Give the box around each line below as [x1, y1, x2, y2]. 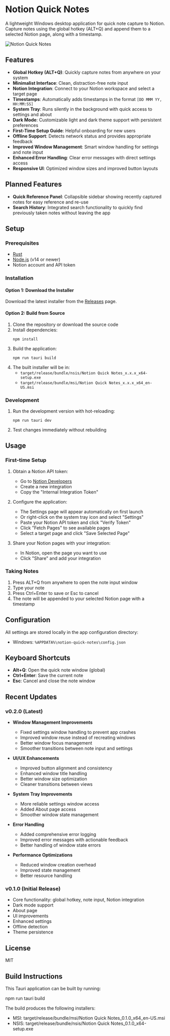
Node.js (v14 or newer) [12, 256, 61, 262]
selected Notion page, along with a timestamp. [5, 31, 103, 37]
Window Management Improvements [12, 719, 93, 725]
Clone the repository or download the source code [12, 321, 118, 327]
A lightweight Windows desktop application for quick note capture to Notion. [5, 20, 165, 26]
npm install [12, 337, 38, 342]
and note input [12, 149, 43, 155]
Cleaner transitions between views [20, 781, 93, 787]
